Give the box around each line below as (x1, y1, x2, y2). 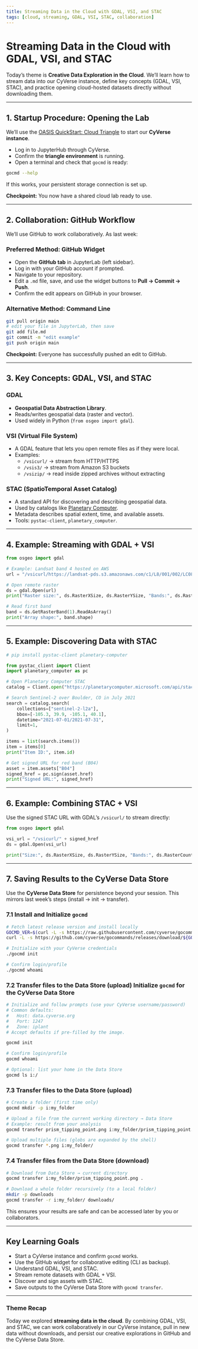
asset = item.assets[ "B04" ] (6, 765, 75, 771)
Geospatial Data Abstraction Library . (14, 404, 107, 412)
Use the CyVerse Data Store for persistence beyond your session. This (6, 890, 179, 897)
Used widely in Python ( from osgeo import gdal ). (14, 417, 134, 424)
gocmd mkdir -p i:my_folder (6, 1105, 75, 1111)
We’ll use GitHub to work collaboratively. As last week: (6, 231, 138, 238)
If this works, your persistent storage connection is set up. (6, 181, 148, 188)
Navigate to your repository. (14, 271, 83, 278)
